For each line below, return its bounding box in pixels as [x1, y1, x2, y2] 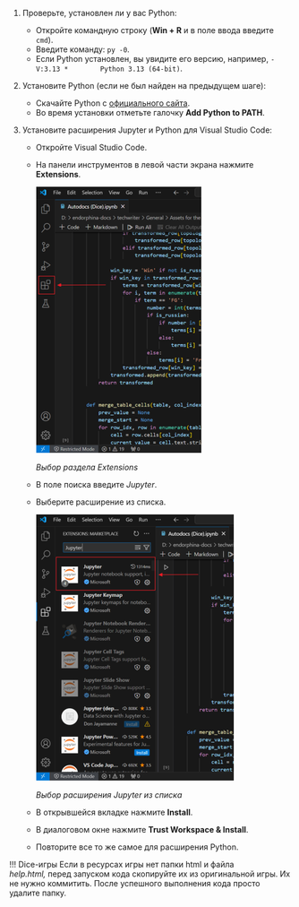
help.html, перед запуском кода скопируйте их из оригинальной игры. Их [9, 868, 291, 879]
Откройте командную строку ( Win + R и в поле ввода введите [35, 25, 275, 35]
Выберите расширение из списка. [35, 497, 167, 507]
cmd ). [35, 35, 54, 45]
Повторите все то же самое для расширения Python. [35, 842, 239, 852]
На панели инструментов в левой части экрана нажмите [35, 160, 254, 169]
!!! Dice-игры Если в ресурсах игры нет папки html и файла [9, 859, 235, 869]
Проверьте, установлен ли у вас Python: [21, 8, 177, 18]
